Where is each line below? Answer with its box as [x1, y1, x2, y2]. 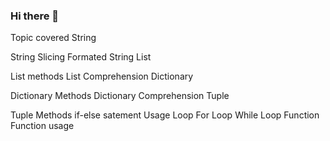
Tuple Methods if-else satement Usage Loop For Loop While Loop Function [10, 109, 320, 121]
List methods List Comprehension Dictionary [10, 70, 194, 83]
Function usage [10, 120, 75, 132]
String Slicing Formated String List [10, 51, 152, 63]
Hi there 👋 [10, 9, 60, 23]
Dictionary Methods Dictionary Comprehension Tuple [10, 90, 230, 102]
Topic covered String [10, 32, 97, 44]
